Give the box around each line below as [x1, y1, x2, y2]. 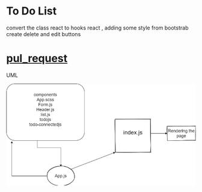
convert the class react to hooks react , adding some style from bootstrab [6, 24, 189, 31]
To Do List [6, 4, 57, 18]
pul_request [6, 52, 68, 66]
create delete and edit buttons [6, 30, 81, 37]
